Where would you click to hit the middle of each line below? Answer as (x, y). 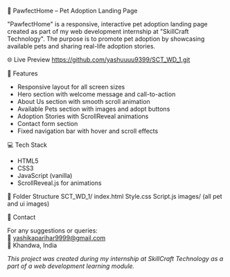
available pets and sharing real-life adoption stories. (81, 46)
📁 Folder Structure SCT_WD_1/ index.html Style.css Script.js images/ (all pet (115, 196)
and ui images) (28, 204)
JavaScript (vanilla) (45, 176)
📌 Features (23, 73)
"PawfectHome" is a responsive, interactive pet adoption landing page (107, 24)
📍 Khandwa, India (32, 245)
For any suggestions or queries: (53, 231)
